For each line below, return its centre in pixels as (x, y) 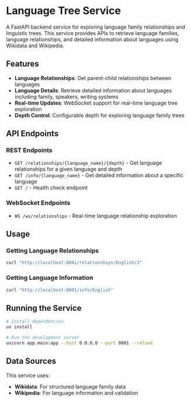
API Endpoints (32, 134)
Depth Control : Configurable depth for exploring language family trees (100, 115)
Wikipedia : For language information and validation (76, 393)
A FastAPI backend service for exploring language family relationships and (96, 27)
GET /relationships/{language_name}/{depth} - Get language (88, 163)
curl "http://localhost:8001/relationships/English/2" (74, 263)
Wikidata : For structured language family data (70, 386)
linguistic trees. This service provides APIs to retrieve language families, (93, 33)
